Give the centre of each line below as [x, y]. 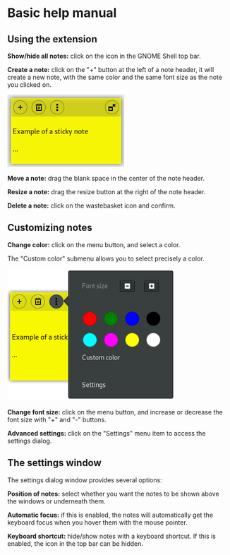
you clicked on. [29, 85]
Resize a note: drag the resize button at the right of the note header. [107, 192]
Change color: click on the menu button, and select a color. [94, 244]
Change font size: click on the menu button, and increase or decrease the [115, 412]
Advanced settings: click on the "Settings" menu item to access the [107, 433]
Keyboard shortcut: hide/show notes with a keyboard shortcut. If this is [112, 536]
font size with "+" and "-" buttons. [57, 419]
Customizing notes [50, 228]
